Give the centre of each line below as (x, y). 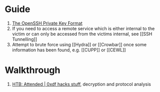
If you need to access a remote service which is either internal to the (83, 28)
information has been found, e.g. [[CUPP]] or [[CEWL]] (69, 50)
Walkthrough (33, 70)
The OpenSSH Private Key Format (47, 23)
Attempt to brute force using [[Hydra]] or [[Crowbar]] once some (79, 44)
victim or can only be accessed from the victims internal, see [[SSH (82, 34)
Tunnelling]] (24, 39)
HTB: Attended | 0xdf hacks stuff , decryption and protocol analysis (82, 84)
